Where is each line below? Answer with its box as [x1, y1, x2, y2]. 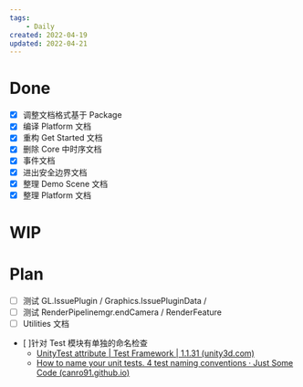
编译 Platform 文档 [22, 120, 92, 132]
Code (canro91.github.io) [36, 367, 131, 378]
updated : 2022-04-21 [9, 38, 89, 48]
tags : [9, 13, 30, 23]
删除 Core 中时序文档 [22, 143, 102, 155]
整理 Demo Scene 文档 [22, 178, 109, 189]
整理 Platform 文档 [22, 189, 92, 201]
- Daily [26, 22, 55, 31]
